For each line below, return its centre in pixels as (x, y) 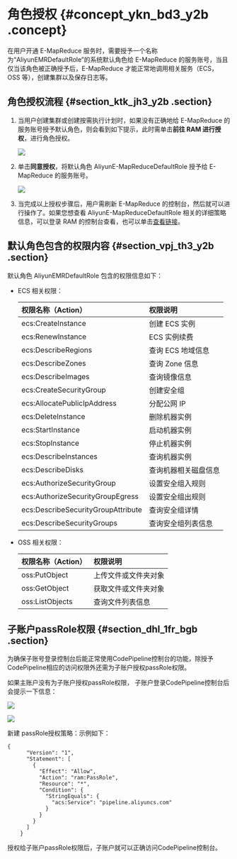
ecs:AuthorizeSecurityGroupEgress (80, 496)
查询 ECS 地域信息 (179, 350)
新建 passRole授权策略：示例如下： (59, 733)
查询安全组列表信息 (181, 523)
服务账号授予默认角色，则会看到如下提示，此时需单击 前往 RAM (109, 129)
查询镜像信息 (170, 377)
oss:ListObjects (47, 601)
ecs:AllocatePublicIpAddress (69, 403)
